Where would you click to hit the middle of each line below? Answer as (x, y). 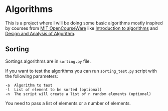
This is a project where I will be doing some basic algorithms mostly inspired (84, 23)
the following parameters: (32, 76)
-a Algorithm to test (29, 85)
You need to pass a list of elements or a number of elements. (68, 103)
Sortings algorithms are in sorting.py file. (48, 61)
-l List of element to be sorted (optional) (53, 90)
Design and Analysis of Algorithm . (40, 33)
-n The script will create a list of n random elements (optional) (78, 94)
